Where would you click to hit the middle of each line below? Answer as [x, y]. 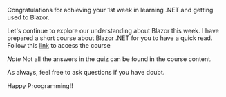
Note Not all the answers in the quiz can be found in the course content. [110, 59]
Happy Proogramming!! [40, 86]
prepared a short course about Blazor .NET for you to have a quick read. [110, 38]
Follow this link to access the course [59, 45]
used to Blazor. [28, 17]
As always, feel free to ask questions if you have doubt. [86, 72]
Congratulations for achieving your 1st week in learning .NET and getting [110, 10]
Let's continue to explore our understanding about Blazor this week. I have [113, 31]
